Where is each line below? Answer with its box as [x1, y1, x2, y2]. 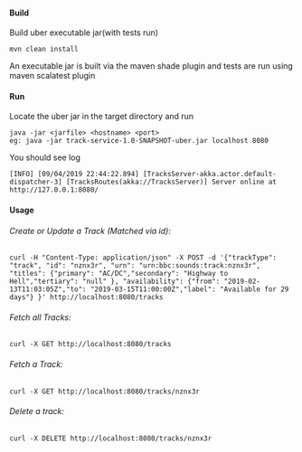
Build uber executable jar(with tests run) [9, 27, 159, 38]
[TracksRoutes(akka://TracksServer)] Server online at [66, 177, 278, 187]
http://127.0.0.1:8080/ [9, 185, 99, 194]
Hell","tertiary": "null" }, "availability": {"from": [9, 277, 221, 287]
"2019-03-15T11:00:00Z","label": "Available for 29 [90, 285, 289, 294]
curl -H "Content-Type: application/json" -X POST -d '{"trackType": [9, 253, 278, 262]
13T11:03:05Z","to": [9, 285, 88, 294]
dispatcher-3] [9, 177, 63, 187]
